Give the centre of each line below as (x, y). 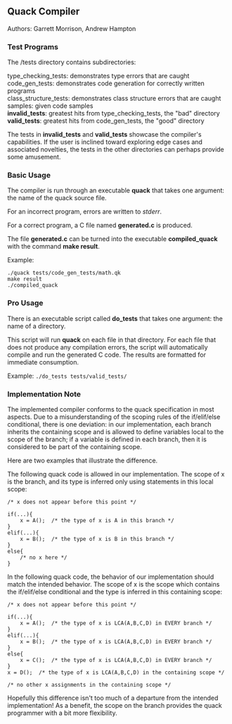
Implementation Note (44, 394)
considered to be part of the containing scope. (75, 447)
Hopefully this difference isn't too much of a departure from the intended (113, 698)
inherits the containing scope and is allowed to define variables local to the (116, 432)
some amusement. (34, 157)
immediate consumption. (43, 362)
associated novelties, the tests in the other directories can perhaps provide (116, 149)
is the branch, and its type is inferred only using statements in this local (110, 481)
